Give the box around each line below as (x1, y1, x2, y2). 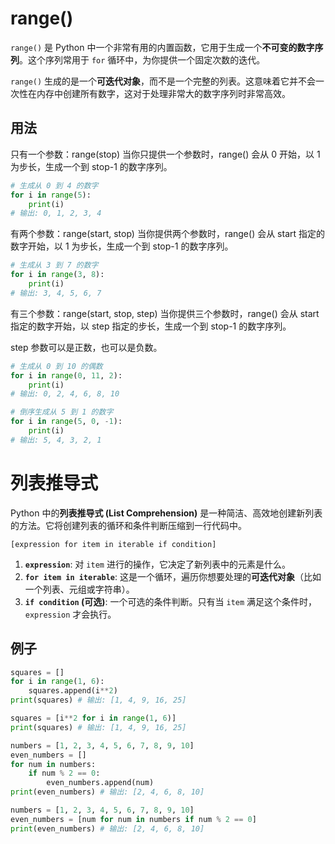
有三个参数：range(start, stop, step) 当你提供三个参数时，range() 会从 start (10, 307, 320, 319)
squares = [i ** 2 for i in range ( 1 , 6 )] (10, 713, 177, 723)
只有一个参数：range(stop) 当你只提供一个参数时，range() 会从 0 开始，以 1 (10, 148, 321, 160)
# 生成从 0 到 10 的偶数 (10, 361, 103, 371)
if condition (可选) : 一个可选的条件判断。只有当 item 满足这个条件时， (24, 595, 318, 607)
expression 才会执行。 (24, 608, 117, 620)
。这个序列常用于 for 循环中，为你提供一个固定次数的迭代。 (19, 53, 266, 66)
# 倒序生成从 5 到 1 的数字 (10, 407, 114, 417)
